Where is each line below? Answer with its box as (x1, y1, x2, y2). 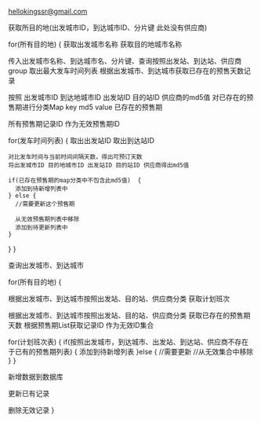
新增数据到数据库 (8, 372, 63, 381)
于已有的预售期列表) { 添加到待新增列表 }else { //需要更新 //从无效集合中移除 (8, 347, 253, 356)
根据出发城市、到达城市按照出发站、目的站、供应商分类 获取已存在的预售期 (8, 310, 251, 320)
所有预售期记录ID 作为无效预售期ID (8, 119, 120, 128)
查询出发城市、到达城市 (8, 261, 84, 270)
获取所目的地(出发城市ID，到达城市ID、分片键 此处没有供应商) (8, 23, 208, 32)
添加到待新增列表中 (15, 185, 68, 193)
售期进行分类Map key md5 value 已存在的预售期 (8, 102, 163, 112)
